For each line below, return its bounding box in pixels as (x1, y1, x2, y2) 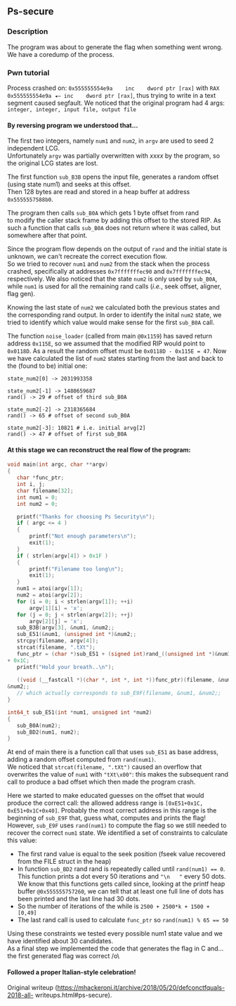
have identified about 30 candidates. (7, 937, 114, 945)
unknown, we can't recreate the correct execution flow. (7, 253, 167, 261)
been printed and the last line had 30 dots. (17, 895, 140, 903)
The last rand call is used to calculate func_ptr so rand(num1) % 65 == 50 (17, 916, 229, 924)
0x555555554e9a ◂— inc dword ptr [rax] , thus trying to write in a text (7, 91, 216, 99)
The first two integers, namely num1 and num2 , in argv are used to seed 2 (7, 136, 214, 145)
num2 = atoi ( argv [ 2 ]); (16, 592, 83, 599)
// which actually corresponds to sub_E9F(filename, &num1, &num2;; (16, 689, 221, 697)
